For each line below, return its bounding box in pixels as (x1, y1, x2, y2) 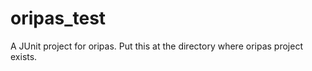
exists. (10, 50, 38, 62)
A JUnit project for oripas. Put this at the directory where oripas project (10, 40, 303, 52)
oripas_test (10, 7, 107, 30)
